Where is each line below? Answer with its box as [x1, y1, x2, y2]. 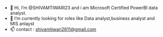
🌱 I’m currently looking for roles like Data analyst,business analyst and [10, 15, 155, 21]
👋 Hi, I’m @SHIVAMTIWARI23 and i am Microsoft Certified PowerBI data [10, 5, 158, 10]
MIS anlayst [10, 20, 35, 26]
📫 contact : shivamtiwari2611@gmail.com [10, 26, 96, 32]
